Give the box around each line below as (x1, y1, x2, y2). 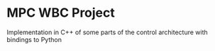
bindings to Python (6, 35, 62, 43)
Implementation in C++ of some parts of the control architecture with (6, 28, 209, 36)
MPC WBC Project (6, 5, 115, 21)
